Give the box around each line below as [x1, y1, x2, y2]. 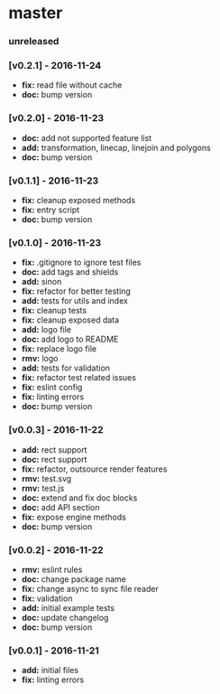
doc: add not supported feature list [21, 132, 152, 143]
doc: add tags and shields [21, 267, 119, 277]
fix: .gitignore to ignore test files [21, 257, 142, 268]
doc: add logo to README [21, 333, 119, 345]
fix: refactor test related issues [21, 372, 137, 383]
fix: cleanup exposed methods [21, 195, 136, 205]
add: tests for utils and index [21, 295, 128, 306]
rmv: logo [21, 353, 59, 364]
